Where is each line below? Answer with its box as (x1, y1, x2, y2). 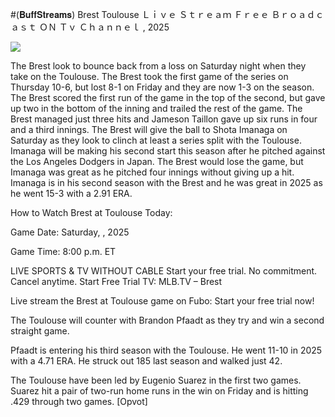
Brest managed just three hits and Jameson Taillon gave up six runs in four (10, 113, 318, 125)
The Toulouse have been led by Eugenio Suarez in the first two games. (10, 374, 302, 386)
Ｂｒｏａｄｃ (271, 9, 325, 20)
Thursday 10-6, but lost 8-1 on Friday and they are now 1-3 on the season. (10, 81, 315, 93)
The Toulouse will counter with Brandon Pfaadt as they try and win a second (10, 314, 325, 326)
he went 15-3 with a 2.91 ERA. (10, 188, 133, 199)
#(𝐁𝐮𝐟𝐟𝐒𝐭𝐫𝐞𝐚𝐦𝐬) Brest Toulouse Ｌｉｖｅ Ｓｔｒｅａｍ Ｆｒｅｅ (10, 9, 270, 20)
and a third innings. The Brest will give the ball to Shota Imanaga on (10, 124, 288, 135)
